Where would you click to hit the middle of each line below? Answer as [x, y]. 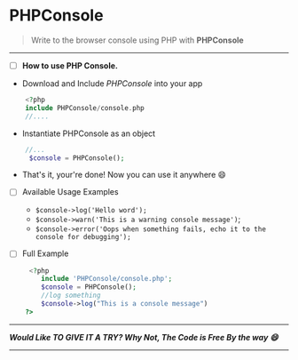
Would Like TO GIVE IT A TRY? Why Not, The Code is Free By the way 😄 [144, 337]
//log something [71, 296]
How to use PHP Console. [70, 65]
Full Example [45, 253]
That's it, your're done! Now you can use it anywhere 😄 [124, 175]
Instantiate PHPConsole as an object [89, 133]
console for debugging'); [83, 237]
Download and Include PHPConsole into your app [112, 84]
